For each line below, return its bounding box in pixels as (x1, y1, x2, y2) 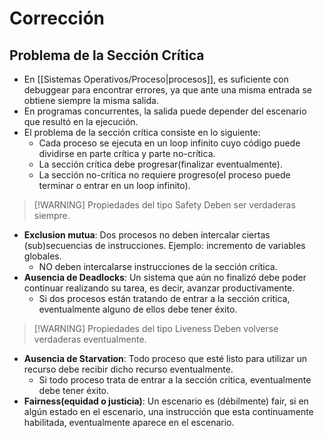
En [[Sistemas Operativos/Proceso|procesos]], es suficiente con (23, 73, 289, 85)
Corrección (9, 7, 106, 30)
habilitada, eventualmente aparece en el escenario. (23, 417, 235, 428)
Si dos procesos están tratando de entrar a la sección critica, (38, 293, 291, 304)
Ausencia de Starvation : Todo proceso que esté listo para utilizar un (23, 353, 307, 364)
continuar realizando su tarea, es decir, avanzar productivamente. (23, 282, 296, 294)
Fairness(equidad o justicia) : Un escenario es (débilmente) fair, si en (23, 395, 309, 407)
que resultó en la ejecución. (23, 116, 139, 127)
